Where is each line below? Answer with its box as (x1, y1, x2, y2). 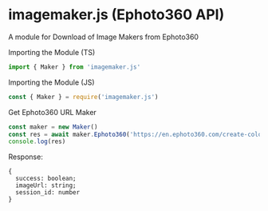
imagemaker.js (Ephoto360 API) (8, 6, 225, 24)
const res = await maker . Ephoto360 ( (8, 130, 130, 138)
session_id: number (15, 189, 81, 197)
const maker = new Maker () (8, 122, 98, 131)
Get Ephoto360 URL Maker (8, 107, 97, 117)
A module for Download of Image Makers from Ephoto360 (8, 32, 199, 42)
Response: (8, 152, 44, 161)
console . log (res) (8, 137, 66, 145)
